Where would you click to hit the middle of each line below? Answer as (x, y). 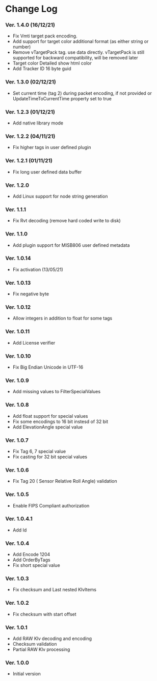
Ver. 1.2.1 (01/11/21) (29, 161)
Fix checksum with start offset (44, 614)
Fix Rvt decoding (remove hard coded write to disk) (67, 221)
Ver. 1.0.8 (17, 405)
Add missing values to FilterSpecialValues (57, 392)
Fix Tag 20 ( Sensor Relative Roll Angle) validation (65, 481)
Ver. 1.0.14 (18, 258)
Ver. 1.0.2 (17, 603)
